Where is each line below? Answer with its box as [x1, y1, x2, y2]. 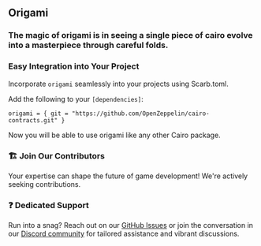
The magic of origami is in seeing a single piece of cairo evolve [8, 30, 253, 41]
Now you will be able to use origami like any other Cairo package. [8, 130, 221, 140]
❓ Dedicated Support [8, 199, 89, 211]
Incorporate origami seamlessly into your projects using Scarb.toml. [8, 79, 229, 88]
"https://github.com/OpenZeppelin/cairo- [71, 110, 211, 117]
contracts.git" [8, 116, 58, 125]
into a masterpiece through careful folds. [8, 39, 169, 50]
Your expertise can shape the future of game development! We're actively [8, 171, 248, 181]
